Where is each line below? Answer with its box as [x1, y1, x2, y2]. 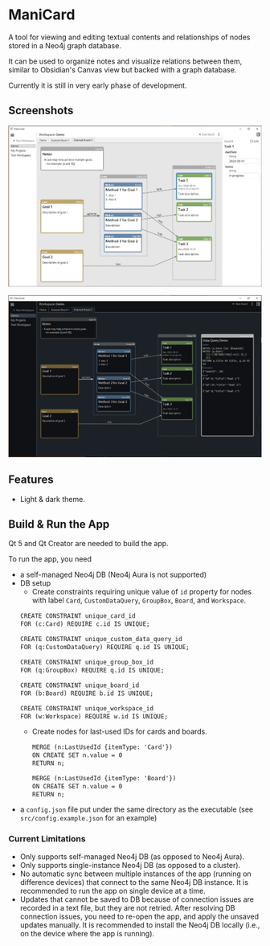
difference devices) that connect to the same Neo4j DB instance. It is [19, 877, 249, 886]
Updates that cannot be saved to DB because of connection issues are [19, 895, 255, 904]
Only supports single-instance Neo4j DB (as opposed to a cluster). [19, 860, 241, 870]
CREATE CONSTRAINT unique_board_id [19, 681, 140, 689]
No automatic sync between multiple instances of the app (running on [19, 869, 252, 878]
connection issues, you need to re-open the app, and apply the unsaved [19, 911, 260, 921]
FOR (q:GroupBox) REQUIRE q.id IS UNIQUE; [19, 666, 165, 675]
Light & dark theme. [19, 494, 86, 504]
